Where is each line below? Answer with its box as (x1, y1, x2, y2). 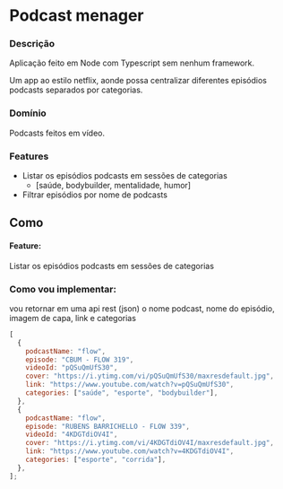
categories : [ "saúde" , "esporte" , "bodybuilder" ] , (25, 389, 219, 397)
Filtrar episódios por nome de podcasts (21, 189, 168, 200)
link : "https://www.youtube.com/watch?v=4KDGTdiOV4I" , (25, 447, 235, 456)
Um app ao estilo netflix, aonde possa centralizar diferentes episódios (9, 75, 267, 86)
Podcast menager (9, 5, 144, 26)
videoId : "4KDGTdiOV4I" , (25, 430, 118, 440)
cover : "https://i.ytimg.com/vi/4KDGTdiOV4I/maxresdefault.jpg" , (25, 439, 275, 448)
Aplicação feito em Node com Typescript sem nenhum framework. (9, 57, 255, 68)
